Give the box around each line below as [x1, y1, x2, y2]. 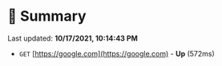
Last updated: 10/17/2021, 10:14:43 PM [7, 33, 138, 43]
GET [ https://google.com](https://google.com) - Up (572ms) [18, 49, 216, 58]
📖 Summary [7, 7, 87, 25]
